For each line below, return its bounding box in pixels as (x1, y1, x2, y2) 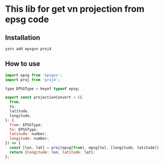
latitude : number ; (9, 132, 48, 137)
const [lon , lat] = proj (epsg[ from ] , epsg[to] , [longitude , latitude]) (9, 145, 160, 150)
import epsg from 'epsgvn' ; (5, 73, 63, 78)
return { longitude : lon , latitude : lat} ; (9, 150, 96, 155)
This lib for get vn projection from (5, 3, 145, 15)
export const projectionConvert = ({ (5, 95, 82, 100)
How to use (5, 60, 40, 68)
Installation (5, 33, 40, 42)
